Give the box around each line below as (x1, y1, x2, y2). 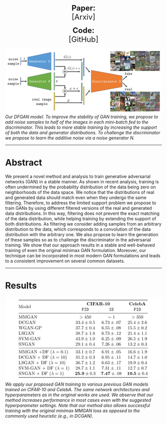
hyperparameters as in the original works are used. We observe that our (5, 392, 154, 398)
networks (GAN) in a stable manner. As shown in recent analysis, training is (5, 178, 159, 184)
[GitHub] (69, 35, 98, 44)
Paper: (71, 3, 96, 13)
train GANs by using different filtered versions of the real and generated (5, 205, 152, 211)
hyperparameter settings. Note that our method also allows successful (5, 403, 150, 409)
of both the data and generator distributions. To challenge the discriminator (5, 129, 161, 135)
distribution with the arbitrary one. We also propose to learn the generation (5, 231, 159, 237)
